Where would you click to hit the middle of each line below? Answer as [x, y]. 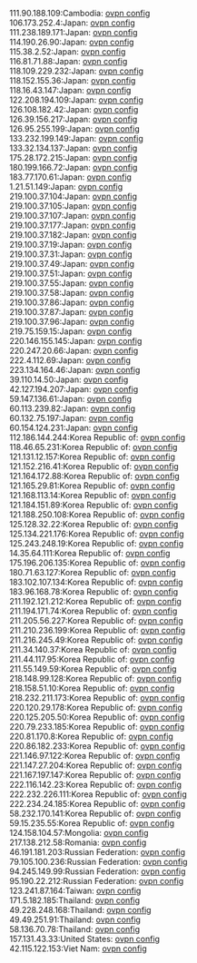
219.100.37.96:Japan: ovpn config [72, 322]
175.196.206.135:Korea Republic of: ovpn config [98, 563]
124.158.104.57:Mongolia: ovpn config [79, 833]
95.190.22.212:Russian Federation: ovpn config [97, 881]
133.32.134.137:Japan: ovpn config [74, 148]
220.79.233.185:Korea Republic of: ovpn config [97, 727]
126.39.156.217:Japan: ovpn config [74, 119]
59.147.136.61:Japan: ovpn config [71, 399]
